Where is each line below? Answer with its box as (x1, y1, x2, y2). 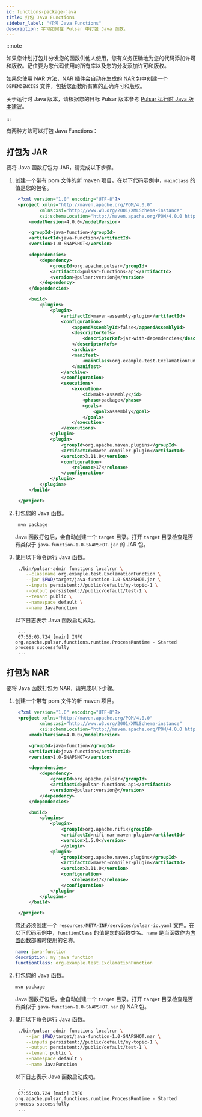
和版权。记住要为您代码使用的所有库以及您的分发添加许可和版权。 (6, 62, 170, 69)
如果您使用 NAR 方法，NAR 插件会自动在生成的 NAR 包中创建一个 (6, 75, 168, 82)
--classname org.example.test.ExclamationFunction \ (26, 571, 161, 577)
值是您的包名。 (14, 185, 52, 192)
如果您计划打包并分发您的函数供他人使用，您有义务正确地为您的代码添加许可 (6, 55, 196, 62)
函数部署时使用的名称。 (20, 937, 79, 944)
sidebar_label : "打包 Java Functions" (6, 20, 102, 26)
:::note (6, 42, 22, 49)
